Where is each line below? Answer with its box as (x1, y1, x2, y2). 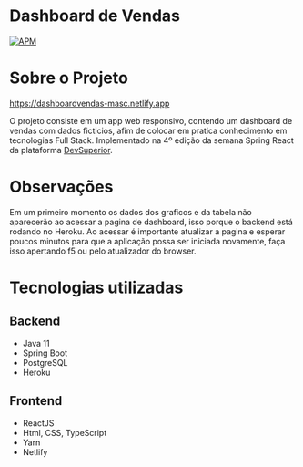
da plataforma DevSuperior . (9, 144, 113, 155)
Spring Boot (22, 348, 68, 358)
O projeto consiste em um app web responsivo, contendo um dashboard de (9, 115, 293, 126)
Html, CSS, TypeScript (22, 427, 107, 438)
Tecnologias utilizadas (9, 277, 184, 297)
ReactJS (22, 417, 55, 429)
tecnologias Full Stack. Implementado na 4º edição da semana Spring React (9, 134, 294, 146)
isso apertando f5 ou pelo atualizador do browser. (9, 245, 197, 256)
